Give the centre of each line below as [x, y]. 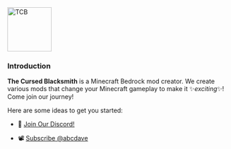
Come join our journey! [41, 97]
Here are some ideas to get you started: [65, 111]
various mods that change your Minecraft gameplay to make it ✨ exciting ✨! [116, 89]
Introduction [29, 66]
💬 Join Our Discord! [46, 124]
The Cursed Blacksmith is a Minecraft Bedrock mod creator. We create [111, 81]
